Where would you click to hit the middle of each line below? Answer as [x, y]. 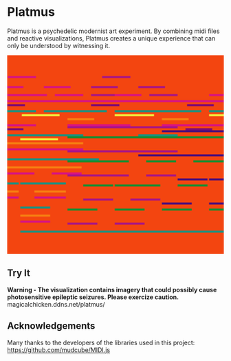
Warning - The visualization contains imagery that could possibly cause [112, 289]
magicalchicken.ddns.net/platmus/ [56, 304]
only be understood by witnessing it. [59, 45]
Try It [19, 273]
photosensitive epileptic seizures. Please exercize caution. [93, 297]
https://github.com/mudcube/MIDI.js [59, 350]
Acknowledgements [51, 326]
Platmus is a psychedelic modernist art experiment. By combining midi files [113, 31]
